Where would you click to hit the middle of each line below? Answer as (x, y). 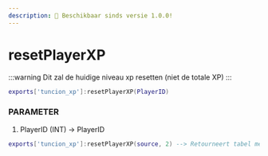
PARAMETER (34, 112)
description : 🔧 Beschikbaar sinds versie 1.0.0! (91, 16)
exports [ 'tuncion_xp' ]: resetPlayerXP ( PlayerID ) (89, 92)
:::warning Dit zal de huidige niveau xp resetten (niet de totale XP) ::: (120, 77)
